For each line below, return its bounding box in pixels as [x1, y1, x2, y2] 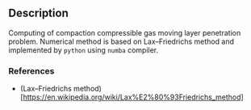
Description [8, 6, 69, 20]
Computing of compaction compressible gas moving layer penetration [8, 27, 241, 37]
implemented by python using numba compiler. [8, 44, 159, 55]
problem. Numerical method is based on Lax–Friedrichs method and [8, 36, 234, 46]
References [8, 65, 55, 76]
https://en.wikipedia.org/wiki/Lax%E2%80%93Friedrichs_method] [23, 92, 244, 102]
